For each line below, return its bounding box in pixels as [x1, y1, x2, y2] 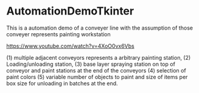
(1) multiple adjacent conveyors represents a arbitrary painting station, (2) [6, 54, 191, 61]
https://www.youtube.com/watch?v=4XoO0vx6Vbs [6, 42, 135, 50]
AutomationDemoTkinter [6, 4, 134, 18]
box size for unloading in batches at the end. [6, 80, 118, 87]
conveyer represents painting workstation [6, 30, 111, 37]
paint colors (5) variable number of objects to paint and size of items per [6, 73, 188, 80]
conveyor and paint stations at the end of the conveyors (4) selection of [6, 66, 187, 74]
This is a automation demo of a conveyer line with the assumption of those [6, 24, 194, 31]
